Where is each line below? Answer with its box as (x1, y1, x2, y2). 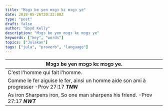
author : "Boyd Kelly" (5, 26, 50, 31)
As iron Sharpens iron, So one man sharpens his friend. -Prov (7, 91, 152, 98)
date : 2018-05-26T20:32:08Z (5, 12, 64, 17)
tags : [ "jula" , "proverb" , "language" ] (5, 44, 88, 49)
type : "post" (5, 16, 32, 21)
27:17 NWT (7, 97, 36, 104)
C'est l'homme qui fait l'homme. (7, 68, 82, 75)
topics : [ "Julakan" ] (5, 40, 48, 45)
